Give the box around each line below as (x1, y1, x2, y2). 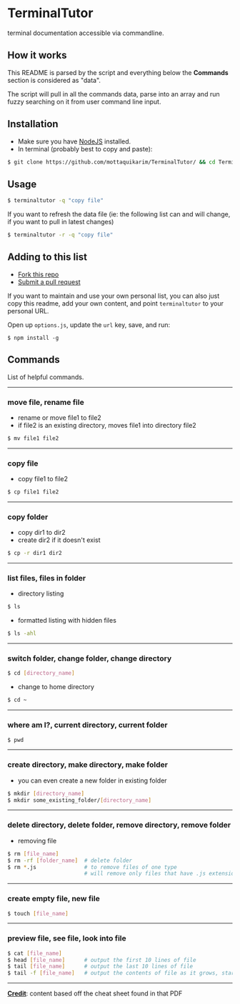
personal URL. (7, 306, 49, 315)
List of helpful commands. (7, 373, 84, 381)
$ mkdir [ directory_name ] (7, 790, 84, 797)
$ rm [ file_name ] (7, 850, 59, 858)
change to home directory (17, 683, 95, 691)
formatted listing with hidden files (17, 616, 116, 625)
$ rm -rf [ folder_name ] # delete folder (7, 857, 133, 864)
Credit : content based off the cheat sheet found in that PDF (7, 989, 183, 998)
